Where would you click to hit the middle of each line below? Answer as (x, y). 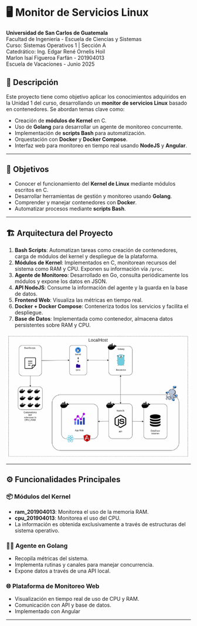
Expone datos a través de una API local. (62, 571)
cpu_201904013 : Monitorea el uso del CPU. (67, 518)
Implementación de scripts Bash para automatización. (80, 133)
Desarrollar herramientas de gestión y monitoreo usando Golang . (93, 196)
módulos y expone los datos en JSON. (61, 281)
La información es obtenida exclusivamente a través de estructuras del (100, 524)
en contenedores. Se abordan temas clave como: (65, 109)
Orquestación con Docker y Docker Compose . (71, 139)
